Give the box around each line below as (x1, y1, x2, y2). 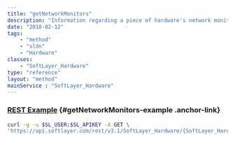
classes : (7, 56, 33, 63)
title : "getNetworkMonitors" (7, 10, 92, 18)
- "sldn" (20, 43, 45, 50)
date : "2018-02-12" (7, 23, 64, 30)
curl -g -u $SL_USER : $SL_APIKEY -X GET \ (7, 121, 130, 128)
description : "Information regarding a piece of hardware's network (7, 17, 211, 24)
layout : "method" (7, 75, 58, 83)
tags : (7, 29, 23, 37)
